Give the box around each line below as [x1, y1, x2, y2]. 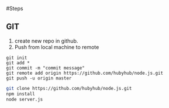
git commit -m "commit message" [6, 65, 85, 71]
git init [6, 55, 27, 61]
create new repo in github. [14, 37, 78, 44]
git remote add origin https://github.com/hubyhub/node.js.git [6, 70, 164, 76]
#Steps [6, 5, 23, 12]
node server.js [6, 96, 43, 102]
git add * [6, 60, 30, 66]
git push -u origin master [6, 75, 72, 81]
